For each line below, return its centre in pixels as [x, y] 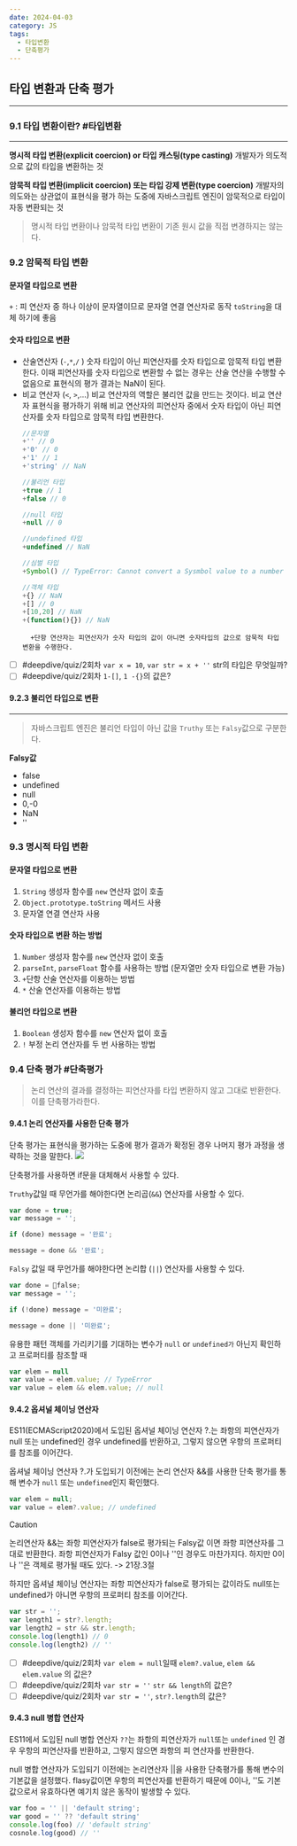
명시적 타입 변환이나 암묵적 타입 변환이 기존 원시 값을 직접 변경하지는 [148, 226]
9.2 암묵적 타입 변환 [49, 262]
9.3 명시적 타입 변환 [49, 847]
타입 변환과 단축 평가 [61, 88]
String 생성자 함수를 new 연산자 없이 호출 [93, 891]
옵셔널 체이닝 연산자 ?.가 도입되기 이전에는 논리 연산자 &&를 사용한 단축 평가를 [143, 1471]
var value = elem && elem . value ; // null [87, 1388]
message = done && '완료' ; [57, 1250]
